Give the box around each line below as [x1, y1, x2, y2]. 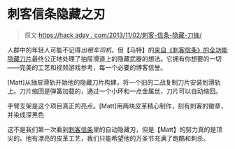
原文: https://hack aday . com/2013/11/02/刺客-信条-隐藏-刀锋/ [24, 31, 202, 39]
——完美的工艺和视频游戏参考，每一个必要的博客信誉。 [7, 63, 166, 71]
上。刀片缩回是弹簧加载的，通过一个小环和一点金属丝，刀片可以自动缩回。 [7, 87, 222, 95]
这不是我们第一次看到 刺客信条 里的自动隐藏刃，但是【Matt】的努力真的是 [7, 125, 217, 134]
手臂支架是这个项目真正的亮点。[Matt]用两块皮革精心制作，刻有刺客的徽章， [7, 101, 227, 110]
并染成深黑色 [7, 110, 44, 119]
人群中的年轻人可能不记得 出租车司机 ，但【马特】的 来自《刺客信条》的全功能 [7, 45, 228, 54]
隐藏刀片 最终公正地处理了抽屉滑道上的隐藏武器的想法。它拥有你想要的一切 [7, 54, 222, 63]
